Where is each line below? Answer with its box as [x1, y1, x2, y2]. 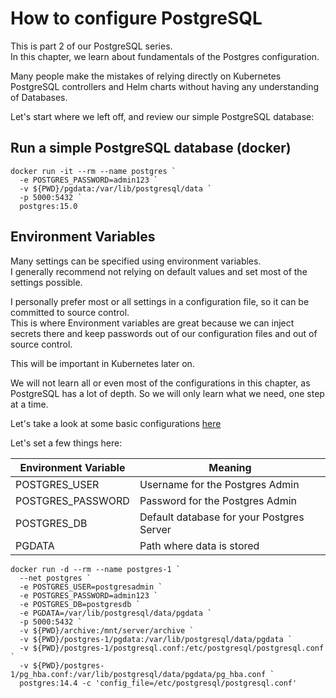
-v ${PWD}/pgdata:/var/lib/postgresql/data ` [19, 183, 213, 194]
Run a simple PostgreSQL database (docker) [10, 140, 292, 157]
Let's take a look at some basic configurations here [10, 417, 222, 429]
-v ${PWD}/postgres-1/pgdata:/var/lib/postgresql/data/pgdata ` [19, 634, 293, 644]
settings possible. [10, 276, 83, 288]
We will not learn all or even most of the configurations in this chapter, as [10, 377, 311, 389]
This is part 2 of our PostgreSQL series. [10, 40, 173, 52]
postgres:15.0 [19, 201, 78, 211]
